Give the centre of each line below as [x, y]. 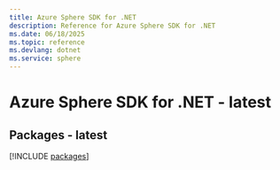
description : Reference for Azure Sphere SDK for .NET [113, 26]
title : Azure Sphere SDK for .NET [73, 17]
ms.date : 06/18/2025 [47, 34]
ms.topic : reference [47, 42]
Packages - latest [58, 135]
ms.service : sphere [45, 58]
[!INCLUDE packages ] [49, 156]
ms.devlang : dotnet [45, 50]
